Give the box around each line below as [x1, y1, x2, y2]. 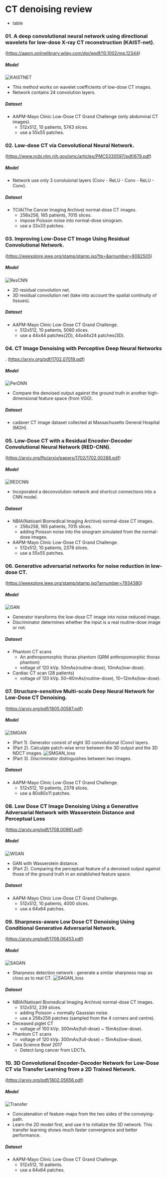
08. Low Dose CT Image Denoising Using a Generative [5, 803, 139, 810]
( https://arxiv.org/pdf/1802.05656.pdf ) [5, 1077, 84, 1083]
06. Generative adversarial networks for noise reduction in [5, 563, 150, 570]
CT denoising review [5, 4, 92, 15]
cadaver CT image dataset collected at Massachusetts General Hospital [12, 419, 160, 425]
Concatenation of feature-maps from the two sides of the [12, 1111, 131, 1117]
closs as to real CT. [12, 975, 52, 981]
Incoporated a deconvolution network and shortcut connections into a [12, 489, 156, 495]
